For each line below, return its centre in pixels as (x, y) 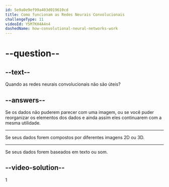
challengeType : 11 (24, 19)
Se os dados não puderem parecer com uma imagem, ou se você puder (80, 112)
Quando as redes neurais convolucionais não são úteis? (63, 84)
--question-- (32, 54)
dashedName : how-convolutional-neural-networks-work (62, 29)
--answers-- (25, 100)
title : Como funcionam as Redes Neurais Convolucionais (65, 15)
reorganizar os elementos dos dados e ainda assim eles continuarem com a (83, 117)
